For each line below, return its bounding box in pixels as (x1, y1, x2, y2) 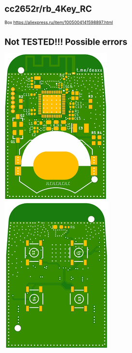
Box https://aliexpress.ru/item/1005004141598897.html (4, 19, 113, 25)
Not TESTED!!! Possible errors (4, 36, 128, 48)
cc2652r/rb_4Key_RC (4, 3, 92, 15)
